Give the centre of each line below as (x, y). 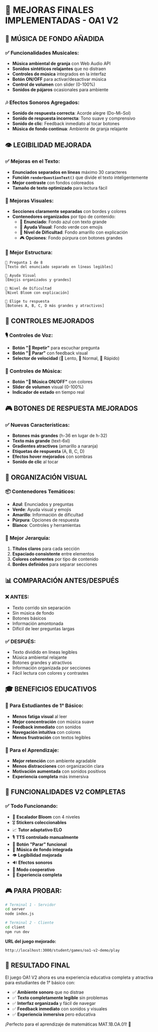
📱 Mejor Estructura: (29, 252)
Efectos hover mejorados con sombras (52, 457)
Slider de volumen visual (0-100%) (48, 387)
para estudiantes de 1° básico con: (40, 982)
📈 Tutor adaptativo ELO (37, 829)
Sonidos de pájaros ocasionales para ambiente (60, 89)
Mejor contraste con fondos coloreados (53, 182)
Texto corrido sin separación (41, 608)
